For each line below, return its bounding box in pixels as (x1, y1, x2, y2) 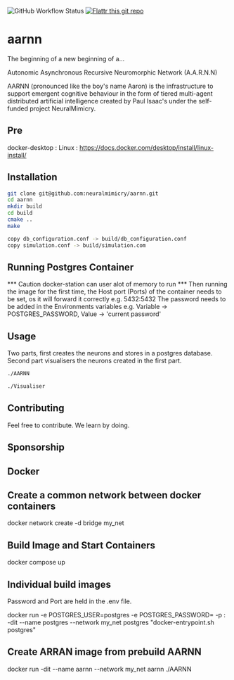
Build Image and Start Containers (7, 539, 156, 551)
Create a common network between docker (7, 489, 202, 501)
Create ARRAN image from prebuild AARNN (7, 646, 202, 658)
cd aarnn (7, 196, 33, 203)
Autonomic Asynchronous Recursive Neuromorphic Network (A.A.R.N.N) (7, 68, 218, 77)
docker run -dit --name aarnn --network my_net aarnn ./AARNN (7, 665, 192, 673)
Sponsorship (7, 441, 65, 453)
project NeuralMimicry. (29, 104, 96, 113)
